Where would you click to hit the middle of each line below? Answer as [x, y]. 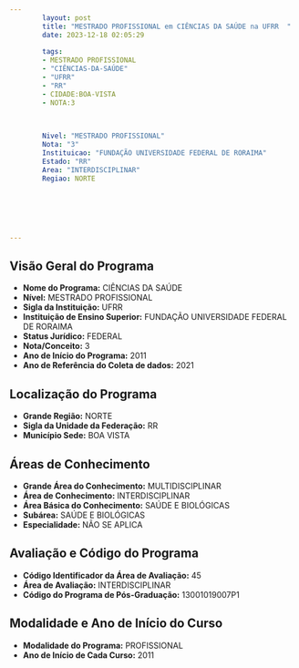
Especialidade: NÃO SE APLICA [82, 525]
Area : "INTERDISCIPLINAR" [92, 170]
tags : [53, 52]
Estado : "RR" [67, 161]
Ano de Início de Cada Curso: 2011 [88, 655]
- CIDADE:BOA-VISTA [79, 94]
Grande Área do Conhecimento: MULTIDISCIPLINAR [122, 486]
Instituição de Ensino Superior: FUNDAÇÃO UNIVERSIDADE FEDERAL [155, 317]
